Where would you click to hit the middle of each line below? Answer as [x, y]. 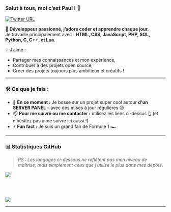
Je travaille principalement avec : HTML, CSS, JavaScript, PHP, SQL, [78, 35]
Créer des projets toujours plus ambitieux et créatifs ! [68, 71]
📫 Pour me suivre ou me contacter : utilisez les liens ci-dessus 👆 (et [85, 113]
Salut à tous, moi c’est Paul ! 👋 [43, 8]
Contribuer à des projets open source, [53, 65]
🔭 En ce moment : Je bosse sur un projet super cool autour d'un [80, 102]
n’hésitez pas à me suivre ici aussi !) [50, 121]
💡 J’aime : [16, 50]
